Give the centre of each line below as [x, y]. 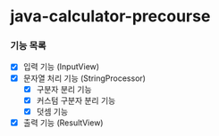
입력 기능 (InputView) [61, 67]
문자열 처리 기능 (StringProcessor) [84, 78]
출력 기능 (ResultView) [63, 123]
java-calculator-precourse [110, 16]
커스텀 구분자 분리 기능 [76, 100]
